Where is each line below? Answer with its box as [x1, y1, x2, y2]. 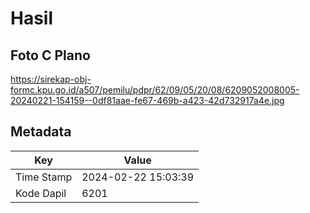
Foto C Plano [10, 47, 91, 64]
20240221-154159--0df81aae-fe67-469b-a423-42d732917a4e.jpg [10, 95, 285, 106]
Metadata [10, 123, 72, 141]
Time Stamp [15, 170, 73, 184]
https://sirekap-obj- [10, 73, 92, 85]
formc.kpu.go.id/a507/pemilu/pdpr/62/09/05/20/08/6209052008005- [10, 84, 300, 96]
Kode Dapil [15, 186, 67, 200]
